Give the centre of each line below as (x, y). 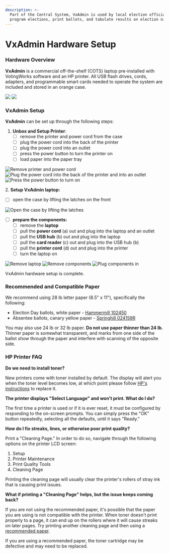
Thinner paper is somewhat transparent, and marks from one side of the (80, 333)
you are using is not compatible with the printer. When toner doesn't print (81, 515)
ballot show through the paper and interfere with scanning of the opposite (82, 339)
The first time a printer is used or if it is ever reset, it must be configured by (83, 408)
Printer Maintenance (33, 459)
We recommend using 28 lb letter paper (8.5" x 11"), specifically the (75, 297)
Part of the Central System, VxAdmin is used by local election (78, 15)
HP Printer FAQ (24, 357)
